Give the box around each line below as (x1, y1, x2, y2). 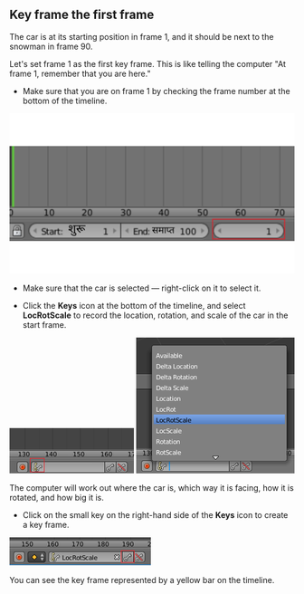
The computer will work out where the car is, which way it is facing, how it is (9, 483, 294, 493)
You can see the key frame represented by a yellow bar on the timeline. (9, 575, 275, 586)
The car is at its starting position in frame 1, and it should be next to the (9, 31, 274, 42)
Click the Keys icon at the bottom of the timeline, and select (22, 301, 246, 311)
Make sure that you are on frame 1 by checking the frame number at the (22, 85, 291, 96)
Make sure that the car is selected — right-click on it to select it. (22, 283, 261, 293)
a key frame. (22, 520, 70, 531)
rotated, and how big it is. (9, 493, 104, 503)
